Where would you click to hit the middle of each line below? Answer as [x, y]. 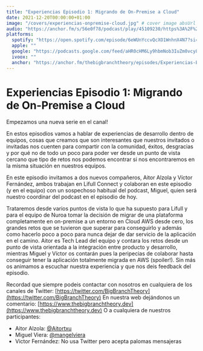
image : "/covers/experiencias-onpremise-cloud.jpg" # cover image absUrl [101, 23]
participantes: [24, 317]
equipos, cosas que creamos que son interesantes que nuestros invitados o [101, 140]
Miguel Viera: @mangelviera [50, 335]
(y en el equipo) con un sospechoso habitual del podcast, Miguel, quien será [101, 191]
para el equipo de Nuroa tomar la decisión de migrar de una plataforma [95, 215]
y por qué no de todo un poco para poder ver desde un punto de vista [93, 153]
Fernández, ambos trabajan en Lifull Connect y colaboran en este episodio [99, 184]
